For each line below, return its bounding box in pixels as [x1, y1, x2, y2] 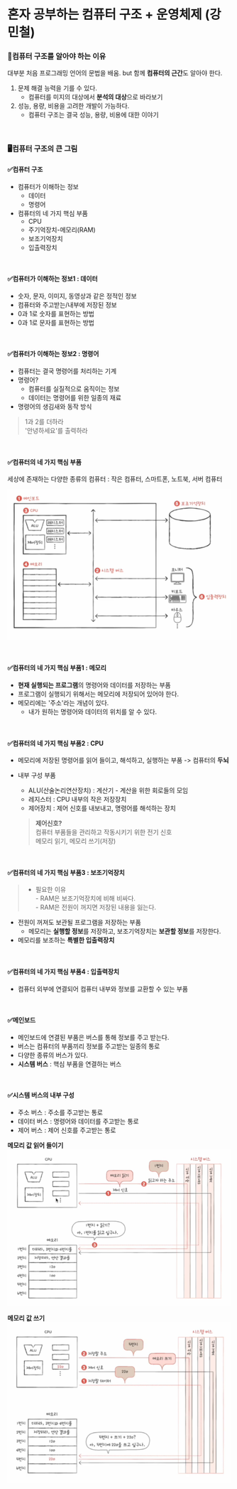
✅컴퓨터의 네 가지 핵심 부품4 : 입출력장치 [7, 967, 119, 976]
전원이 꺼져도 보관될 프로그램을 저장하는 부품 [17, 918, 142, 927]
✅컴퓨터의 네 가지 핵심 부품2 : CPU [7, 738, 104, 747]
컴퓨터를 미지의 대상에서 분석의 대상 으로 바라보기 [28, 93, 163, 102]
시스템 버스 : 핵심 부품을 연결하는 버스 [17, 1060, 122, 1068]
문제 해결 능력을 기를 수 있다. [17, 84, 98, 92]
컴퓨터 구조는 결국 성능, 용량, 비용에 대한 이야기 [28, 111, 159, 119]
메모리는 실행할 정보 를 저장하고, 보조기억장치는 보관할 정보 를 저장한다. [28, 927, 221, 935]
